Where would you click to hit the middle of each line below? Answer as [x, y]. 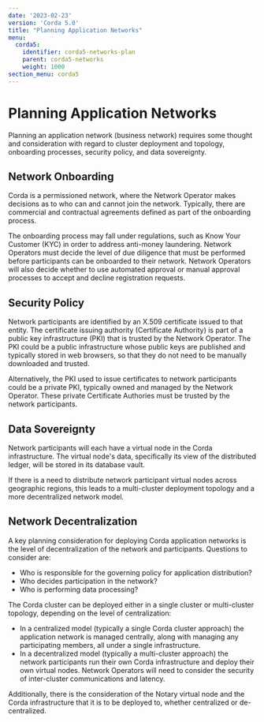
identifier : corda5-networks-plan [79, 52]
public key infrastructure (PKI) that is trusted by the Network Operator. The [130, 339]
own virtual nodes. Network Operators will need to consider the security [137, 670]
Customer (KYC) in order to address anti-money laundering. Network [120, 245]
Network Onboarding [61, 176]
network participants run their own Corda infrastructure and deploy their [137, 662]
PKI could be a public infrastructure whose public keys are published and [127, 347]
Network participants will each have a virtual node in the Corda [110, 448]
